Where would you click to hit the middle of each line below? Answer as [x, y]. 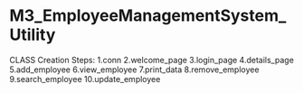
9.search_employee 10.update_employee [85, 79]
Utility [33, 35]
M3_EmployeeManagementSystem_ [148, 16]
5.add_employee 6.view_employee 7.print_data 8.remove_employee [134, 70]
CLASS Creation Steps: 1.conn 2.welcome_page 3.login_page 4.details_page [151, 60]
